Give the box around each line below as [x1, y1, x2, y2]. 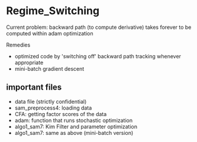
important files [6, 82, 62, 93]
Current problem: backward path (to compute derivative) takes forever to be [6, 24, 192, 31]
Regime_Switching [6, 4, 99, 18]
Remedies [6, 41, 31, 48]
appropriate [14, 59, 44, 66]
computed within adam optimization [6, 29, 93, 37]
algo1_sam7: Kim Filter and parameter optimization [14, 123, 138, 130]
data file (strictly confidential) [14, 98, 87, 105]
